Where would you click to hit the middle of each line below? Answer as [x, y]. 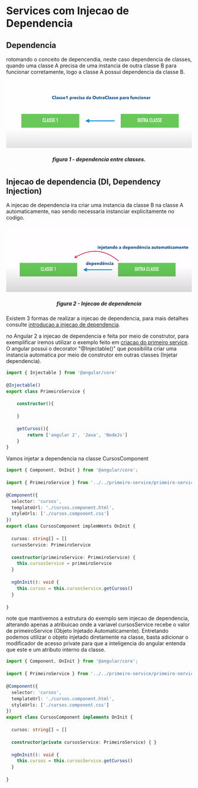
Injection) [24, 191]
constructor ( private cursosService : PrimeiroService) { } [84, 742]
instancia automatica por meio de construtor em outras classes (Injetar [92, 355]
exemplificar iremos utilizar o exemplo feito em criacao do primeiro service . [98, 342]
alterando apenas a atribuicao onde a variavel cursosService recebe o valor [98, 624]
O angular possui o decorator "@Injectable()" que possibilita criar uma [91, 348]
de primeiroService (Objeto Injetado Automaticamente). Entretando [88, 631]
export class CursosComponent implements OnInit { [70, 717]
